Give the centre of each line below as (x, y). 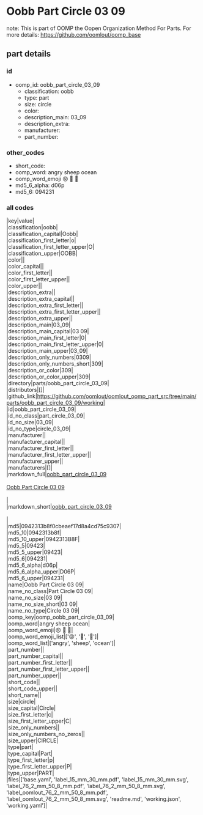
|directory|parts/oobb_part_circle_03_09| (58, 383)
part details (29, 54)
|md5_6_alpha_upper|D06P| (41, 572)
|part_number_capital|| (35, 656)
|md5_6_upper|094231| (35, 578)
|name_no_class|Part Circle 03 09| (50, 591)
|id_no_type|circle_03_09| (39, 429)
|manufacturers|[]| (30, 468)
